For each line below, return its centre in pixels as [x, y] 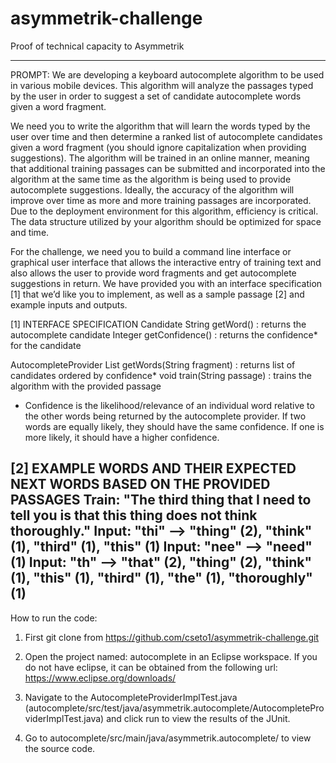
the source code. [60, 748]
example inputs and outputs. [69, 304]
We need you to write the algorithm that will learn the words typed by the [160, 126]
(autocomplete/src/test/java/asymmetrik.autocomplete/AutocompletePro [174, 708]
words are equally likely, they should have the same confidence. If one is [174, 426]
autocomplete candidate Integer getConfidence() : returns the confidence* [164, 334]
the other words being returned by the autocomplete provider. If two [165, 416]
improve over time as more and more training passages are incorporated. [161, 200]
